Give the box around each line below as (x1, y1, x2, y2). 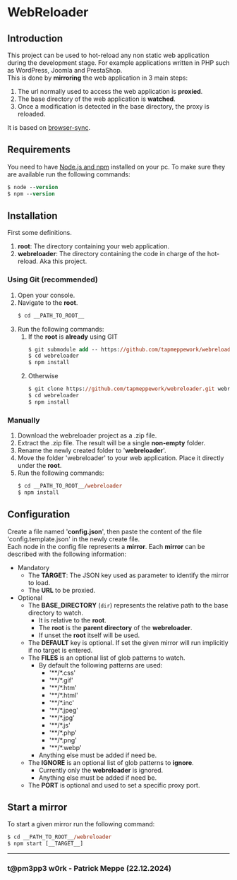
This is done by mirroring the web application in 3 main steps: (7, 73, 188, 82)
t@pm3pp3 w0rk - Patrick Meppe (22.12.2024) (7, 864, 171, 874)
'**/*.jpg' (49, 713, 75, 722)
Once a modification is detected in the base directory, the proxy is (17, 102, 209, 110)
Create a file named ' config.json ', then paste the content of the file (7, 527, 202, 536)
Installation (7, 210, 58, 222)
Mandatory (17, 563, 50, 572)
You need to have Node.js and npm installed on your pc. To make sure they (7, 162, 226, 171)
